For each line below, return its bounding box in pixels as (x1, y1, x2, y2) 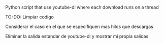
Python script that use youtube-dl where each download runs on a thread (5, 4, 159, 10)
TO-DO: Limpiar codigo (5, 14, 54, 19)
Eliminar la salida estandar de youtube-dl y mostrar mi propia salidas (5, 33, 149, 39)
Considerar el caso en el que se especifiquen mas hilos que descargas (5, 23, 153, 29)
